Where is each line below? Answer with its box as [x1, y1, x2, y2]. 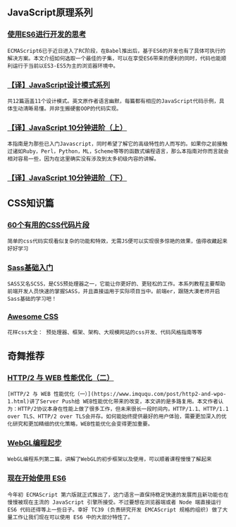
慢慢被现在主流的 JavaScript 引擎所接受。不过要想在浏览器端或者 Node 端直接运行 [7, 499, 222, 506]
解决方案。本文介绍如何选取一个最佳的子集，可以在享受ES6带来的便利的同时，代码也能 [7, 55, 222, 62]
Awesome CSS [7, 312, 58, 322]
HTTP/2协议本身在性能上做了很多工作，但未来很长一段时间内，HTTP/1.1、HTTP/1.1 [17, 406, 229, 413]
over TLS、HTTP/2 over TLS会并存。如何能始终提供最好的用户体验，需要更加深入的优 [7, 413, 227, 421]
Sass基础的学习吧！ [7, 295, 57, 303]
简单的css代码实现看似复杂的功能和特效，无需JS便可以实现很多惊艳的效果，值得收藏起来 [7, 237, 228, 244]
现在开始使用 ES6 [7, 473, 67, 483]
